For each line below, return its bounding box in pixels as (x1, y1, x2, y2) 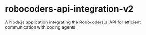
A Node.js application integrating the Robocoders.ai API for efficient (5, 19, 141, 25)
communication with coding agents (5, 24, 75, 30)
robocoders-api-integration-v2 (5, 3, 134, 14)
